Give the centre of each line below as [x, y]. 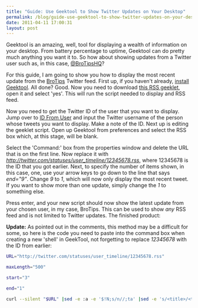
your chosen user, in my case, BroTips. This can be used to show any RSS [96, 209]
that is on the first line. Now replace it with [57, 154]
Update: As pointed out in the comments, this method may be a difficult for [97, 227]
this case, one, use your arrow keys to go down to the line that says [88, 173]
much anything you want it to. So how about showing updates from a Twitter [99, 57]
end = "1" [16, 288]
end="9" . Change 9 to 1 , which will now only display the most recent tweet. [97, 179]
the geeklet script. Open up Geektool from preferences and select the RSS [96, 130]
